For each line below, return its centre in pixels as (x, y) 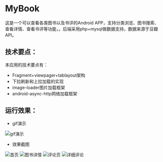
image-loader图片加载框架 (39, 87)
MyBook (22, 9)
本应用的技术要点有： (26, 65)
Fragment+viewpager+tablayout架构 (49, 75)
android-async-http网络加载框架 (45, 93)
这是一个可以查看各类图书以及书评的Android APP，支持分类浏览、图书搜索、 (82, 23)
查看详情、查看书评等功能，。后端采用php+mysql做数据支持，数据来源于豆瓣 (81, 29)
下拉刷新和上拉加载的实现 (38, 81)
